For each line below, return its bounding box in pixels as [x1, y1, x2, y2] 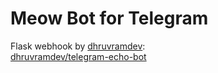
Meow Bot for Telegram [10, 7, 209, 30]
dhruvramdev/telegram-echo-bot [10, 50, 147, 62]
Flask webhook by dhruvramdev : [10, 40, 146, 52]
